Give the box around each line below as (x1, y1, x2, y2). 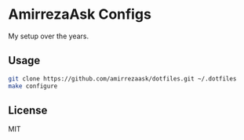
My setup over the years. (8, 31, 89, 41)
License (8, 103, 48, 117)
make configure (8, 82, 58, 90)
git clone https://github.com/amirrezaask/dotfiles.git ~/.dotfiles (8, 74, 237, 83)
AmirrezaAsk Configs (8, 5, 151, 23)
